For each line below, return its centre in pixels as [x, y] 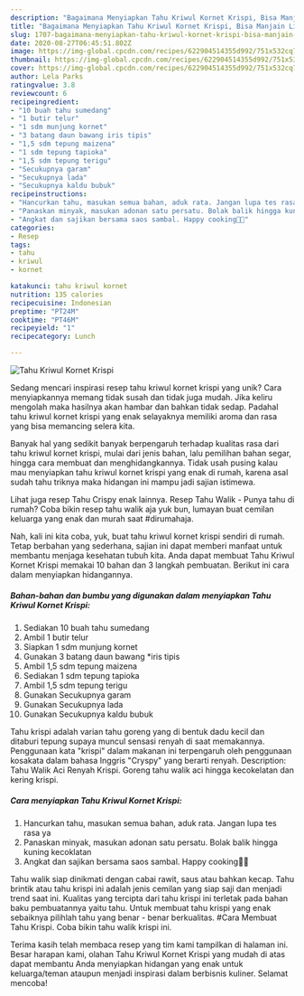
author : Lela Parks [47, 77]
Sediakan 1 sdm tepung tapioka [81, 675]
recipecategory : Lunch [53, 337]
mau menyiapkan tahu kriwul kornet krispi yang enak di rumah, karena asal [149, 472]
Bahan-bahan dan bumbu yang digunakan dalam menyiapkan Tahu [141, 595]
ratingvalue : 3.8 [43, 85]
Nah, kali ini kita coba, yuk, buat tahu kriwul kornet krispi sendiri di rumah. [147, 536]
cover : [23, 69]
